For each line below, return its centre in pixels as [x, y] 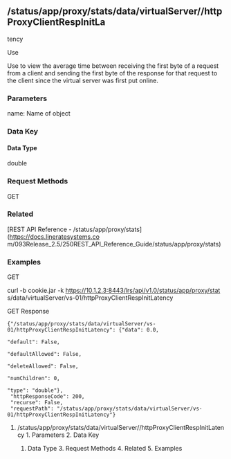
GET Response [28, 312]
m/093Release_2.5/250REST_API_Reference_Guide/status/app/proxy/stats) [114, 244]
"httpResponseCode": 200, [47, 397]
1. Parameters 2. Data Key [63, 435]
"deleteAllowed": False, [43, 366]
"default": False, [34, 342]
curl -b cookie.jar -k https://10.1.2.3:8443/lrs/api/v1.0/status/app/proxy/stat [114, 291]
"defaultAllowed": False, [44, 354]
